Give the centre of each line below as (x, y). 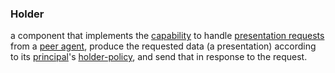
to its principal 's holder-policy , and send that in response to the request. (159, 57)
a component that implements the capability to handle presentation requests (167, 36)
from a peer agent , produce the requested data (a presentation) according (163, 46)
